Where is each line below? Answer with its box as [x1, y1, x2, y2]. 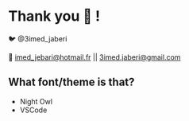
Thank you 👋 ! [8, 7, 101, 25]
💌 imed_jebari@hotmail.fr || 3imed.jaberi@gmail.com [8, 52, 181, 62]
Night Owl [19, 96, 53, 106]
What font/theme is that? [8, 76, 135, 89]
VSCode [19, 105, 48, 115]
